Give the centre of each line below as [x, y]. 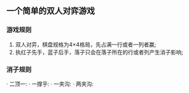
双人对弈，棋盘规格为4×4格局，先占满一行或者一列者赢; [86, 44]
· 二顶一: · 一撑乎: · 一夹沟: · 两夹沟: [50, 84]
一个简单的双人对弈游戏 [50, 11]
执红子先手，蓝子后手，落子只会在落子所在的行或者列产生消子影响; [99, 52]
